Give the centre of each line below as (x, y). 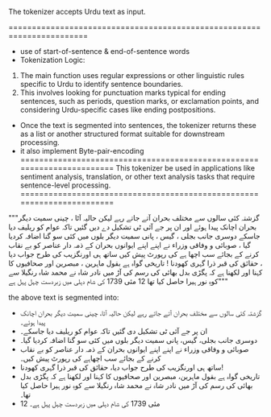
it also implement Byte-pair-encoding (82, 151)
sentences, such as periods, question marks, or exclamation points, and (140, 101)
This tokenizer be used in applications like (186, 168)
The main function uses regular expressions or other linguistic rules (132, 75)
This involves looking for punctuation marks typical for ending (123, 93)
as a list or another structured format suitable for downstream (123, 134)
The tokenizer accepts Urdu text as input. (77, 12)
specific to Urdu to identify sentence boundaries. (102, 84)
